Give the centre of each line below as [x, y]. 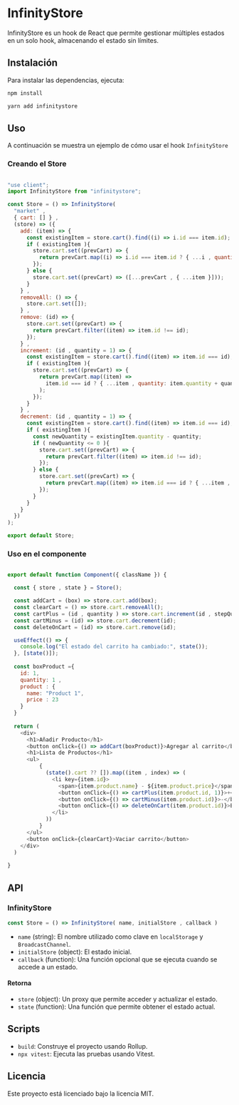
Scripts [24, 1029]
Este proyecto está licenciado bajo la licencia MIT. [81, 1094]
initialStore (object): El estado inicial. [75, 952]
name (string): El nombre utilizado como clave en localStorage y [110, 937]
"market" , [30, 211]
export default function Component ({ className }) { [87, 575]
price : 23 [42, 700]
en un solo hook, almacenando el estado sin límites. [83, 40]
